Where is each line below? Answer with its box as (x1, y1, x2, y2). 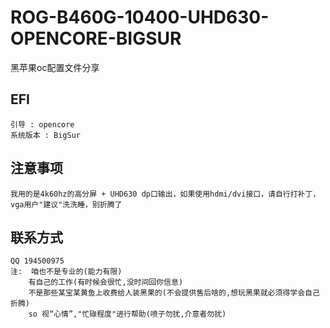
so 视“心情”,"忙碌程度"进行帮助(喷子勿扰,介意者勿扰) (28, 309, 227, 320)
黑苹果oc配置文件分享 (10, 61, 100, 73)
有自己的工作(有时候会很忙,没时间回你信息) (28, 277, 184, 288)
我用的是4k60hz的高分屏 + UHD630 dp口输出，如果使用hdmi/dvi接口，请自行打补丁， (10, 189, 321, 199)
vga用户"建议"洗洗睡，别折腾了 (10, 199, 123, 210)
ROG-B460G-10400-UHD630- (10, 6, 270, 29)
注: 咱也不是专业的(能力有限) (10, 267, 123, 277)
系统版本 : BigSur (10, 130, 81, 140)
